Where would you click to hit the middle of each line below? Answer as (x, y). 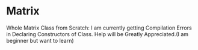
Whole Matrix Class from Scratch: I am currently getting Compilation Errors (99, 28)
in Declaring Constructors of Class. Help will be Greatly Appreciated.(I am (97, 34)
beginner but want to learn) (40, 40)
